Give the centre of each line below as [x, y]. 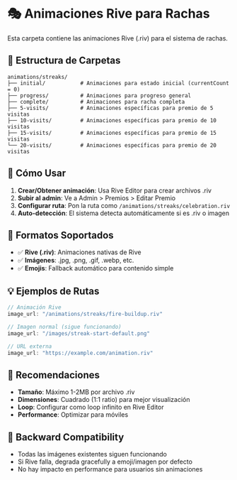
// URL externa [30, 346]
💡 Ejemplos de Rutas [53, 291]
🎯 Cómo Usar [37, 174]
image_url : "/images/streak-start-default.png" [79, 333]
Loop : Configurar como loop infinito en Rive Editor [91, 407]
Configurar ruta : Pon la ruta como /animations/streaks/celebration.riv [124, 205]
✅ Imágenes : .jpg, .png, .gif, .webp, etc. [76, 261]
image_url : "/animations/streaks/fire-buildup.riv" [85, 314]
